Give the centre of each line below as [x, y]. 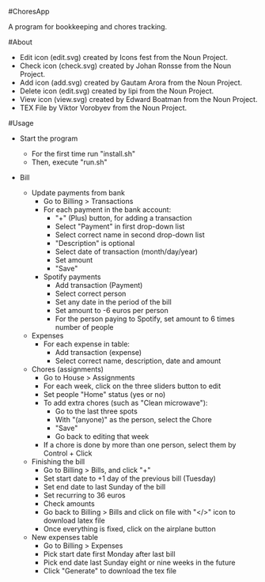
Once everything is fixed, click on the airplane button [129, 529]
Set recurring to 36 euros [84, 495]
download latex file [74, 520]
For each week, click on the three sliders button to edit [132, 386]
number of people [84, 327]
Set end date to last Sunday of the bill [104, 487]
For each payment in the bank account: [107, 210]
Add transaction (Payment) [99, 285]
